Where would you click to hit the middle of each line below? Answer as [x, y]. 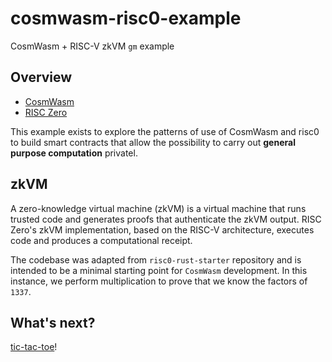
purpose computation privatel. [74, 153]
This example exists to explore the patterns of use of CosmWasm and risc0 [165, 131]
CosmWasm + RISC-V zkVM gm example [92, 46]
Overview [41, 77]
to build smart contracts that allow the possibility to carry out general [153, 142]
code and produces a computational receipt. [101, 240]
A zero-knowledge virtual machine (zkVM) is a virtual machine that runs [158, 208]
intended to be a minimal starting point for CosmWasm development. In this [159, 270]
